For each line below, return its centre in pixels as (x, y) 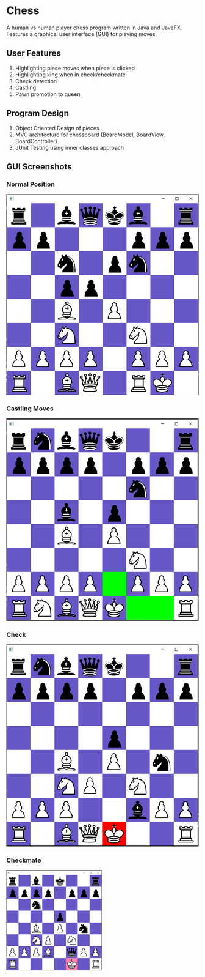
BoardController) (36, 141)
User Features (34, 54)
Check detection (36, 81)
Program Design (38, 113)
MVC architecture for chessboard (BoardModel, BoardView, (90, 135)
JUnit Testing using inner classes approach (70, 147)
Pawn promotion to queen (48, 94)
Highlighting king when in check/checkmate (70, 75)
